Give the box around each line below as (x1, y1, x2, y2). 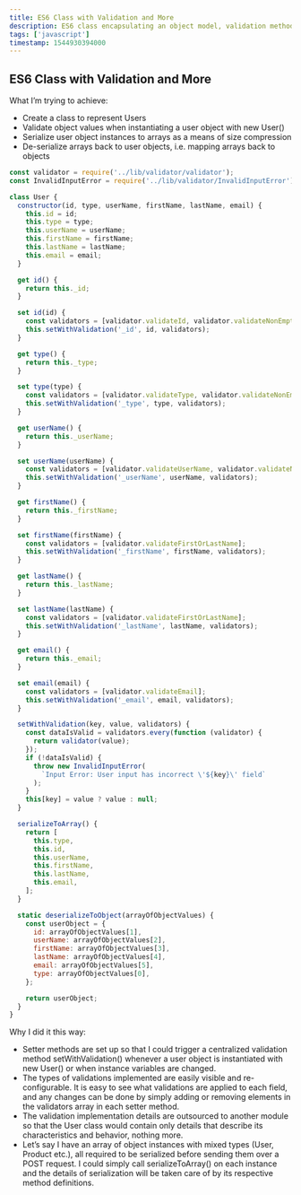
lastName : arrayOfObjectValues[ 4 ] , (32, 953, 167, 962)
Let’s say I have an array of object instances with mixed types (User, (21, 1139, 275, 1150)
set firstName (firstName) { (17, 530, 123, 539)
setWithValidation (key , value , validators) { (17, 720, 191, 729)
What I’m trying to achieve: (9, 95, 108, 106)
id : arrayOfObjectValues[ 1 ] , (32, 928, 142, 937)
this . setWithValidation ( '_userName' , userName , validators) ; (25, 473, 258, 483)
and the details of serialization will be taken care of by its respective (21, 1168, 273, 1179)
